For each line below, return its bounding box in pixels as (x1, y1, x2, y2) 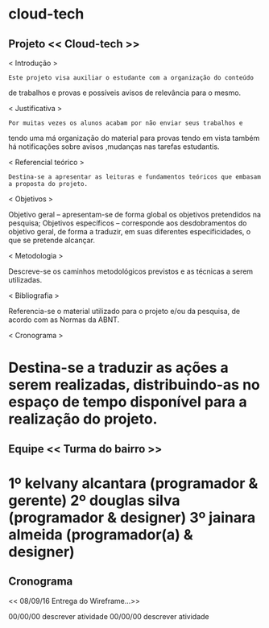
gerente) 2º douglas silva (8, 491, 180, 510)
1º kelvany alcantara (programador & (8, 474, 259, 492)
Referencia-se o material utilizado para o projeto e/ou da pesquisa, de (8, 307, 240, 316)
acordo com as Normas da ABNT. (8, 315, 120, 324)
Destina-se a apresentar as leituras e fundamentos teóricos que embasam (8, 173, 262, 181)
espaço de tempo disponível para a (8, 393, 247, 411)
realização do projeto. (8, 410, 158, 428)
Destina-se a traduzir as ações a (8, 359, 230, 377)
